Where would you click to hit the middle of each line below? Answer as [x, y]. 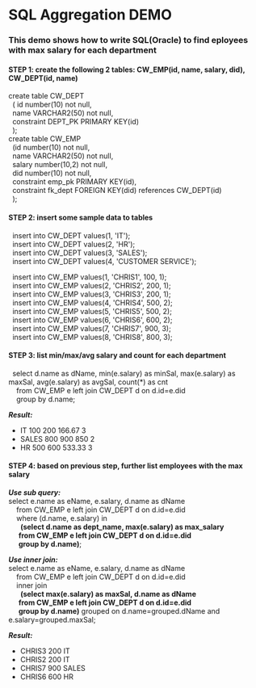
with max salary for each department [83, 50]
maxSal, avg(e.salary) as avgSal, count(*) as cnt [88, 382]
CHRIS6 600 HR [47, 677]
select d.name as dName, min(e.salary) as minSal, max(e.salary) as [124, 373]
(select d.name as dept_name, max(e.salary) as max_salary [122, 526]
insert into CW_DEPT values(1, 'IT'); [71, 235]
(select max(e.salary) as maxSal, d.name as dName [108, 594]
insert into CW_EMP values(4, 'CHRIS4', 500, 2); [92, 302]
